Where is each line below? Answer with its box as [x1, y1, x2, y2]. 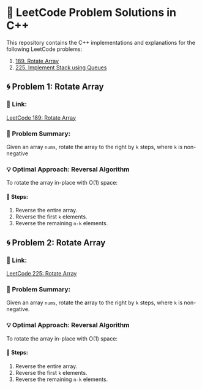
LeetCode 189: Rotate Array [6, 114, 77, 121]
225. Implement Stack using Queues [15, 64, 107, 71]
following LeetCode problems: [6, 45, 83, 53]
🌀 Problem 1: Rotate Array [6, 82, 104, 92]
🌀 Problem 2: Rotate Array [6, 237, 106, 248]
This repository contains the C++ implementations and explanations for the [6, 39, 196, 46]
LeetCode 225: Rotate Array [6, 270, 77, 277]
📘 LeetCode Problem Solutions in [6, 6, 176, 20]
